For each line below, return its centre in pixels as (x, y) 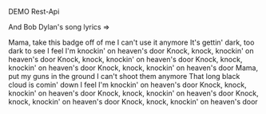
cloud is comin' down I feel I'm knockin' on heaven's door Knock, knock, (127, 85)
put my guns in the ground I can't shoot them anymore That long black (124, 76)
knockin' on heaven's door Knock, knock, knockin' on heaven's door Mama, (133, 68)
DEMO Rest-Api (34, 12)
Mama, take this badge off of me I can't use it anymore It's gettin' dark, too (131, 42)
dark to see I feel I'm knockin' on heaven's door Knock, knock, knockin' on (131, 51)
